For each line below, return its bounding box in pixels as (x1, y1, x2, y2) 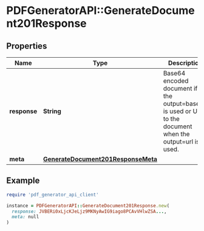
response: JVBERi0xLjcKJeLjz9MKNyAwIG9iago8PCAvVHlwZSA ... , (12, 208, 167, 215)
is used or (163, 107, 191, 115)
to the (163, 115, 180, 123)
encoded (163, 77, 189, 85)
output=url (163, 137, 194, 146)
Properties (6, 41, 47, 51)
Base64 (163, 69, 186, 77)
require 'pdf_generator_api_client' (6, 191, 99, 198)
